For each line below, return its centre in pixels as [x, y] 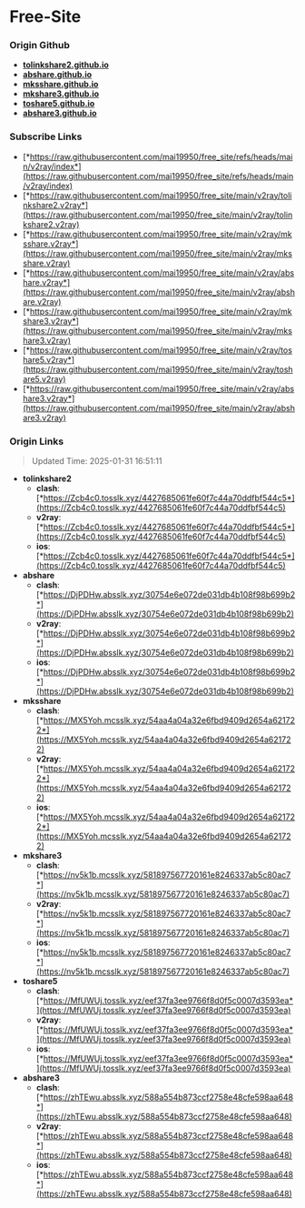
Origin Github [40, 45]
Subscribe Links [46, 136]
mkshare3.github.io [61, 94]
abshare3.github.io [59, 113]
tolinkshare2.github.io [65, 65]
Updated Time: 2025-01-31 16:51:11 [97, 461]
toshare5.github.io [59, 104]
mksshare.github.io [60, 85]
